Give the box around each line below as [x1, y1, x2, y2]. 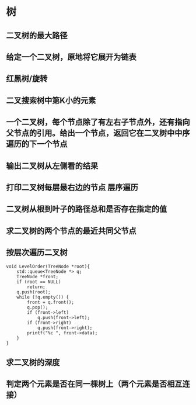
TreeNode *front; [16, 274, 59, 279]
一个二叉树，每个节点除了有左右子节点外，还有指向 [6, 117, 190, 127]
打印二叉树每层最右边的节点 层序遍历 [6, 182, 138, 192]
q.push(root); [16, 289, 51, 295]
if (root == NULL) [16, 279, 61, 285]
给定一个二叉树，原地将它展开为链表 [6, 52, 136, 62]
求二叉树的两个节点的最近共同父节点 [6, 226, 136, 236]
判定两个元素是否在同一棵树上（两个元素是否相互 [6, 379, 183, 389]
